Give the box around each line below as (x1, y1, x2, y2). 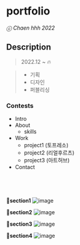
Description (6, 42, 51, 52)
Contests (6, 101, 34, 110)
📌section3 (6, 220, 32, 227)
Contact (14, 164, 35, 171)
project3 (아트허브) (23, 157, 70, 164)
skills (23, 128, 37, 135)
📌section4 (6, 232, 33, 239)
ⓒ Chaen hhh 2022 (6, 24, 55, 31)
